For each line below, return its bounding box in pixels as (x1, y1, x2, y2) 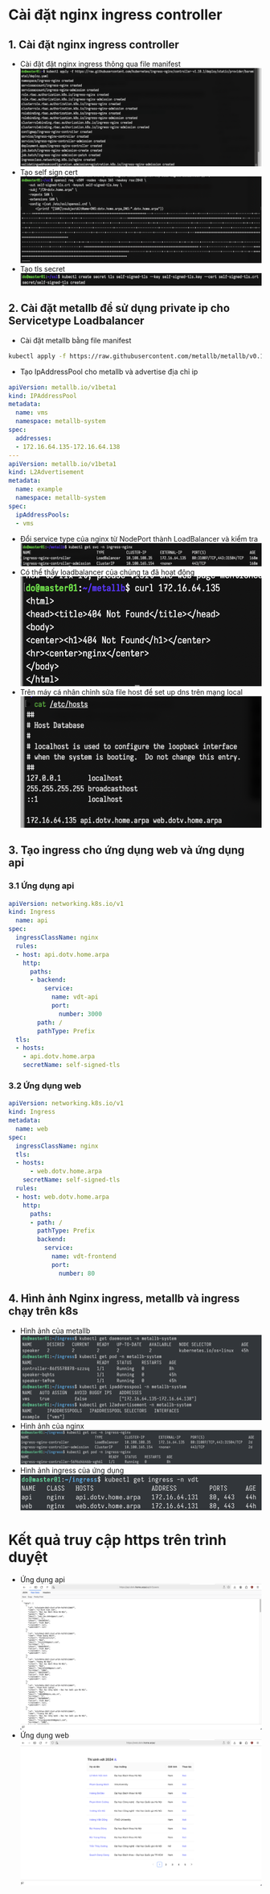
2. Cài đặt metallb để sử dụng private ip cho (8, 301, 231, 315)
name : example (15, 485, 63, 493)
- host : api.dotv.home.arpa (15, 950, 110, 958)
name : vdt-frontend (51, 1252, 117, 1261)
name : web (15, 1124, 48, 1133)
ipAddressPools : (15, 510, 70, 519)
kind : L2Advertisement (8, 468, 84, 476)
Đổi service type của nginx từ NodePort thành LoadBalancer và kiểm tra (19, 534, 259, 543)
